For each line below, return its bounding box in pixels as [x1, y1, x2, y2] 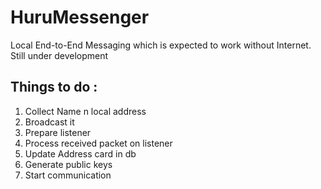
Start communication [24, 169, 112, 181]
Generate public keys [24, 158, 113, 170]
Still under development [10, 49, 109, 61]
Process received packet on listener [24, 137, 173, 149]
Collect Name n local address [24, 105, 147, 117]
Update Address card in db [24, 147, 137, 160]
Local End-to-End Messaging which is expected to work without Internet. [10, 39, 312, 51]
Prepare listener [24, 126, 92, 138]
